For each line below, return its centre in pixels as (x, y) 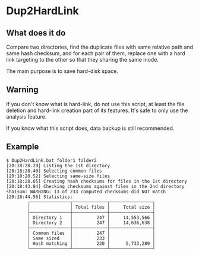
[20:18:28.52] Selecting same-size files (58, 176)
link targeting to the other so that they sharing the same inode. (83, 60)
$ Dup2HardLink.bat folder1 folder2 (51, 160)
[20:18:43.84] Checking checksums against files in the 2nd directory (95, 186)
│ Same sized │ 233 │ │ (91, 238)
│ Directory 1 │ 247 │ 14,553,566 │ (91, 218)
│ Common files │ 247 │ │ (91, 233)
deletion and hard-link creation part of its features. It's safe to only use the (97, 110)
